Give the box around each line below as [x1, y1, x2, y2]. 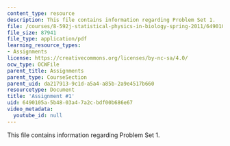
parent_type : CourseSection [7, 73, 88, 81]
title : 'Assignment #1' [7, 93, 75, 100]
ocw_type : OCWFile [7, 61, 60, 68]
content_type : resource [7, 10, 75, 17]
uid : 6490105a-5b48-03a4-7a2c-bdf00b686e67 [7, 99, 133, 106]
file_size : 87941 [7, 29, 57, 36]
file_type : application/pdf [7, 36, 88, 42]
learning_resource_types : [7, 42, 81, 49]
